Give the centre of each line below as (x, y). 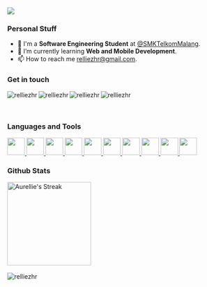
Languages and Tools (44, 126)
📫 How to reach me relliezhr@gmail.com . (77, 59)
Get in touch (29, 80)
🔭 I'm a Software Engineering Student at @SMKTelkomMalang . (109, 44)
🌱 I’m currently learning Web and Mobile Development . (97, 51)
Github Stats (29, 171)
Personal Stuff (32, 29)
